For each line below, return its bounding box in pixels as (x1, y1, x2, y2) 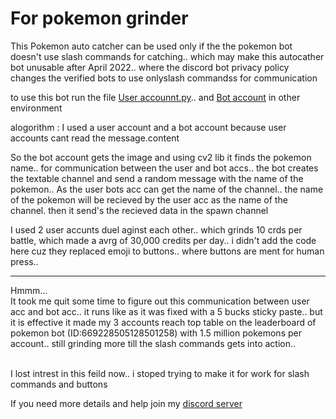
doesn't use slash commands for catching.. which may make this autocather (10, 50, 325, 62)
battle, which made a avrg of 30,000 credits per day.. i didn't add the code (10, 234, 317, 246)
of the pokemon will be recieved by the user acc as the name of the (10, 193, 288, 206)
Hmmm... (10, 284, 48, 296)
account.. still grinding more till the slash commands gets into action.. (10, 337, 297, 349)
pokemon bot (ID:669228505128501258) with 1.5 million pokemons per (10, 327, 302, 339)
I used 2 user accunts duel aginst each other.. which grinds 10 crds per (10, 223, 303, 236)
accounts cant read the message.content (10, 132, 180, 144)
